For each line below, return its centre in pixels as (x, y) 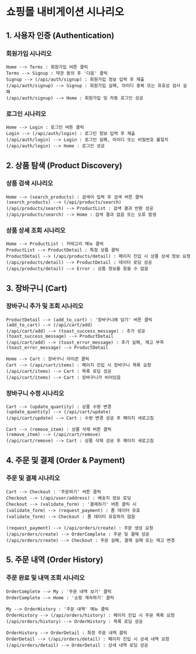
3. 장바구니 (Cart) (37, 288)
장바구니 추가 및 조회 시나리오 (45, 306)
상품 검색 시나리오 (30, 184)
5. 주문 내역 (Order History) (55, 560)
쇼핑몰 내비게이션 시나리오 (65, 12)
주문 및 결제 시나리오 (33, 478)
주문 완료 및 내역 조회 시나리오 (46, 578)
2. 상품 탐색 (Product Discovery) (64, 165)
